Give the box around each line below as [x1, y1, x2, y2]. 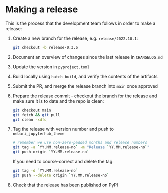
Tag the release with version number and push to [12, 126, 114, 132]
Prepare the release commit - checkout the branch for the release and [12, 93, 157, 99]
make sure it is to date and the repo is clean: [12, 98, 104, 104]
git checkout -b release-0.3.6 [12, 45, 78, 50]
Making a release [5, 4, 78, 15]
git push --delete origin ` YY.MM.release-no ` [12, 173, 109, 178]
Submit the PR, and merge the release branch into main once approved [12, 83, 158, 89]
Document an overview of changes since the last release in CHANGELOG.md [12, 54, 163, 60]
